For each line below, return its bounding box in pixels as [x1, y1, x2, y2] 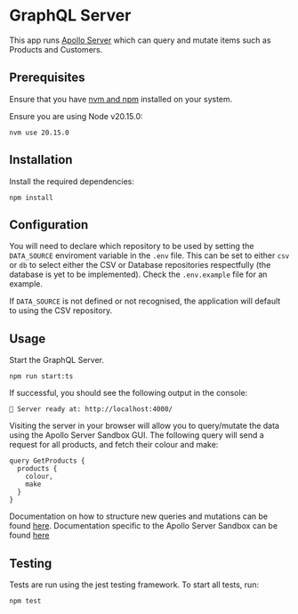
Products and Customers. [9, 44, 103, 54]
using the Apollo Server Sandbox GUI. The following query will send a [9, 430, 264, 440]
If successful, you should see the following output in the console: [9, 388, 248, 399]
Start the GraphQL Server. [9, 355, 105, 366]
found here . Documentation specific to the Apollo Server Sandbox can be [9, 521, 278, 531]
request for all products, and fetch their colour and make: [9, 440, 219, 450]
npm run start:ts [9, 372, 74, 381]
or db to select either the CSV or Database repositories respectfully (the [9, 260, 271, 271]
